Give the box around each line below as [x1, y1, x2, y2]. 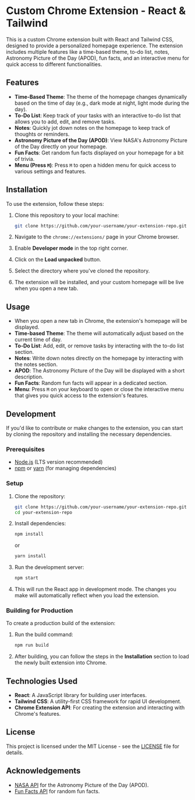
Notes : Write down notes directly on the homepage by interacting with [14, 355, 183, 362]
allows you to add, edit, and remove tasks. [14, 118, 116, 125]
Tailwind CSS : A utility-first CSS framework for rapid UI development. [14, 698, 182, 705]
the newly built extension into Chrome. [14, 659, 107, 666]
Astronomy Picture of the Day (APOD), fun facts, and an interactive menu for [6, 54, 189, 61]
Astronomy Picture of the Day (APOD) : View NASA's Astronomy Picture [14, 136, 187, 144]
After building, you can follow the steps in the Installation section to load [14, 653, 189, 660]
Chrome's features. [14, 711, 61, 718]
